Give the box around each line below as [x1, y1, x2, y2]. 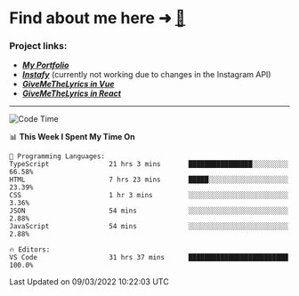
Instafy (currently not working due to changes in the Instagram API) [21, 69, 271, 80]
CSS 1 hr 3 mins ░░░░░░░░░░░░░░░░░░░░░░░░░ [9, 191, 289, 200]
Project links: [9, 40, 68, 52]
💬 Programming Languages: [9, 152, 105, 161]
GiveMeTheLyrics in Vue [21, 79, 115, 90]
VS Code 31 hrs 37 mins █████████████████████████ [9, 253, 289, 262]
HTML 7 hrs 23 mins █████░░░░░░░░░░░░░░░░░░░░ [9, 175, 289, 185]
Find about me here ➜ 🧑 [9, 8, 186, 28]
